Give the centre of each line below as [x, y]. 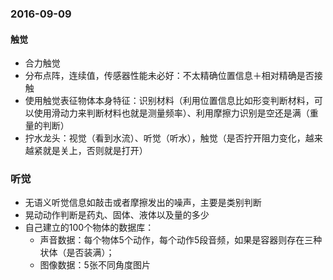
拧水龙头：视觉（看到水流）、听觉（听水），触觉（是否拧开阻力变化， [165, 138]
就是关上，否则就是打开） [95, 151]
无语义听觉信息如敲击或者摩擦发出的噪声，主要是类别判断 [143, 203]
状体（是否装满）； [77, 253]
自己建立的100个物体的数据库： [89, 228]
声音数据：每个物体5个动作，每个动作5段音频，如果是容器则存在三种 [181, 240]
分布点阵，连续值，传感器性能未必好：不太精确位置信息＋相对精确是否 [169, 76]
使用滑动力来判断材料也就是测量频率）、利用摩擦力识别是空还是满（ [171, 113]
